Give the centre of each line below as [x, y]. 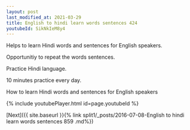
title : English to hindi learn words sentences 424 [72, 23]
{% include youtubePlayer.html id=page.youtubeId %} [73, 104]
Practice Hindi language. [36, 69]
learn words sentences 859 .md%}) [50, 122]
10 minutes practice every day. [44, 80]
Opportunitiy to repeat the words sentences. [61, 57]
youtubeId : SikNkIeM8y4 [36, 28]
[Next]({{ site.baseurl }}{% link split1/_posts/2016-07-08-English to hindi [95, 115]
